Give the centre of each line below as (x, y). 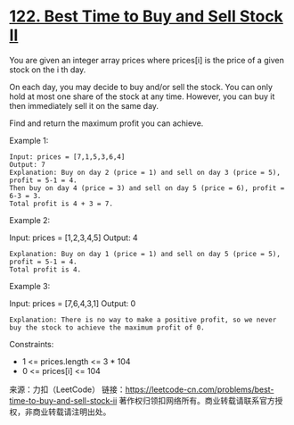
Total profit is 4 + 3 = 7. (61, 204)
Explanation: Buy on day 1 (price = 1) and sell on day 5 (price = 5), (145, 254)
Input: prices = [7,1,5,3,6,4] (67, 157)
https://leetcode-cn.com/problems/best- (200, 389)
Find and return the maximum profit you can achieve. (106, 123)
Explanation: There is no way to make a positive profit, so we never (143, 320)
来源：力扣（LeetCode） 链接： (68, 389)
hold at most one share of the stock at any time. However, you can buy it (142, 96)
